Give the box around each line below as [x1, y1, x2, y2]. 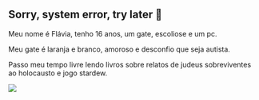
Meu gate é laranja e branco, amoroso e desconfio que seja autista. [8, 44, 230, 54]
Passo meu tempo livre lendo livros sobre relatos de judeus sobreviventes [8, 60, 252, 69]
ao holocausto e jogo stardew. [8, 68, 108, 78]
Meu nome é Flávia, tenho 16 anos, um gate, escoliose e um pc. [8, 29, 217, 38]
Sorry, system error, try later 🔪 [8, 8, 162, 21]
